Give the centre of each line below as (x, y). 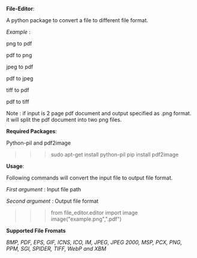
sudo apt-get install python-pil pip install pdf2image (115, 154)
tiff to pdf (18, 90)
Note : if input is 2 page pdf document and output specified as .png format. (99, 113)
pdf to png (19, 55)
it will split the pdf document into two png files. (64, 120)
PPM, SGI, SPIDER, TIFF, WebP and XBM (56, 249)
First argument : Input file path (44, 189)
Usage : (15, 166)
